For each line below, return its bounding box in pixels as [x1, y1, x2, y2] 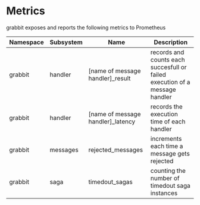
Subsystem [49, 38, 83, 46]
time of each [150, 117, 186, 126]
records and [150, 48, 185, 56]
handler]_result [88, 74, 131, 82]
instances [150, 189, 178, 197]
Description [154, 38, 188, 46]
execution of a [150, 77, 190, 86]
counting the [150, 166, 186, 175]
